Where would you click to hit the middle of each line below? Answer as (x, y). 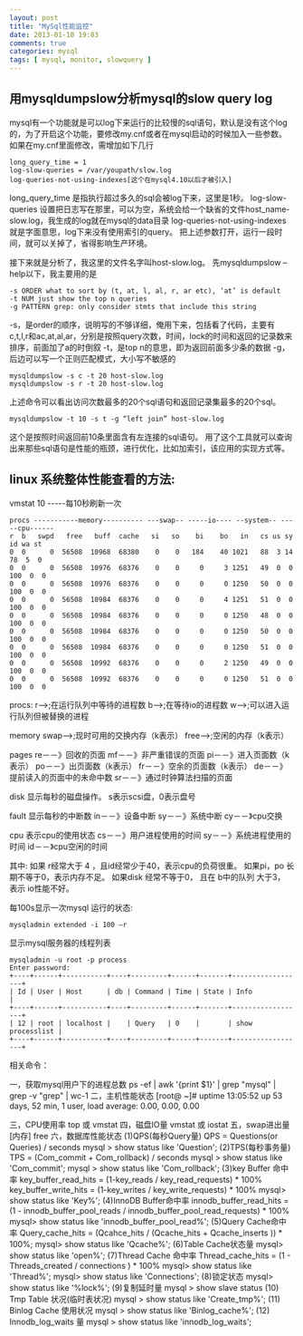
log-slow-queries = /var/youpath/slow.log (90, 170)
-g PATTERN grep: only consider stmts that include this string (133, 306)
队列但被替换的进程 (52, 716)
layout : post (34, 18)
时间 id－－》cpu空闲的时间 (59, 846)
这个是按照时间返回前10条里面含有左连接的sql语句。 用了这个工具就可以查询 (151, 437)
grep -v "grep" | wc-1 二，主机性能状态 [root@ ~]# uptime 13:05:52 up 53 (146, 1095)
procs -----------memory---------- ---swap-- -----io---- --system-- (143, 520)
